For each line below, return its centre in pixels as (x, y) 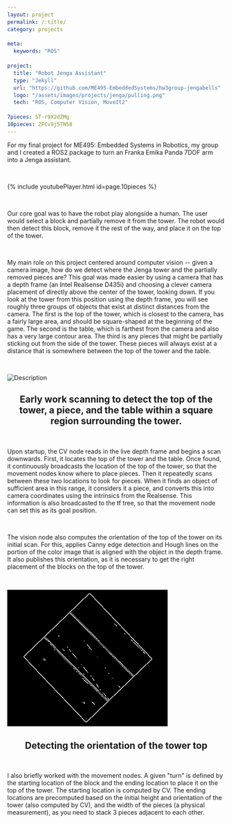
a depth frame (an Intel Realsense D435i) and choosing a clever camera (110, 284)
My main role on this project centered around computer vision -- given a (110, 262)
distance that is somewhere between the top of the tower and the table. (109, 351)
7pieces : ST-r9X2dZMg (38, 117)
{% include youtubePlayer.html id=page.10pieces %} (82, 187)
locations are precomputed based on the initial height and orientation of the (115, 798)
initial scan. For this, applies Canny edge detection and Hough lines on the (113, 544)
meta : (15, 44)
